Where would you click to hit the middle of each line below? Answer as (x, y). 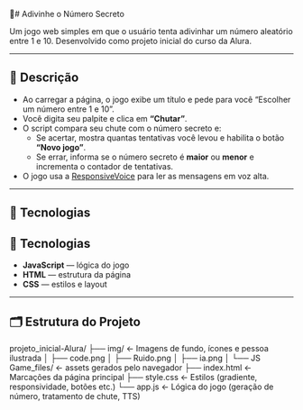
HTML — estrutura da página (77, 275)
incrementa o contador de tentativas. (105, 166)
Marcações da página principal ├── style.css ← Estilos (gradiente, (133, 377)
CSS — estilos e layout (65, 285)
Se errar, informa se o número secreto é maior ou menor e (145, 157)
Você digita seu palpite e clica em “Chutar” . (105, 118)
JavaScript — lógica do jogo (76, 265)
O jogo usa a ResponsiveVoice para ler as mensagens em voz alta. (146, 176)
